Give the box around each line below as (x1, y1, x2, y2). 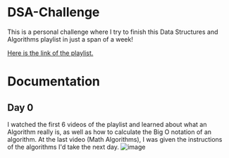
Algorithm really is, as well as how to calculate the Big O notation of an (7, 128, 212, 136)
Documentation (7, 73, 101, 90)
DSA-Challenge (7, 4, 100, 20)
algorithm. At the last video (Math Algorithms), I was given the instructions (7, 135, 223, 143)
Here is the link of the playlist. (7, 49, 94, 57)
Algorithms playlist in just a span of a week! (7, 35, 134, 43)
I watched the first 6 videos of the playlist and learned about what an (7, 120, 207, 128)
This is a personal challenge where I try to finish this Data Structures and (7, 28, 218, 36)
